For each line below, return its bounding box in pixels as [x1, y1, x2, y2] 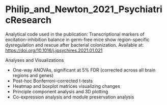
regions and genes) [12, 72, 54, 78]
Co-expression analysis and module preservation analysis [12, 94, 134, 100]
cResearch [5, 14, 52, 26]
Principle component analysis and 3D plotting [12, 88, 108, 94]
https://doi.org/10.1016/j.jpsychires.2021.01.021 [5, 47, 103, 53]
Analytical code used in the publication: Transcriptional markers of [5, 31, 145, 37]
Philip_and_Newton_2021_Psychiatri [5, 4, 163, 15]
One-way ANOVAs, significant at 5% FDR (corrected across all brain [12, 67, 156, 73]
